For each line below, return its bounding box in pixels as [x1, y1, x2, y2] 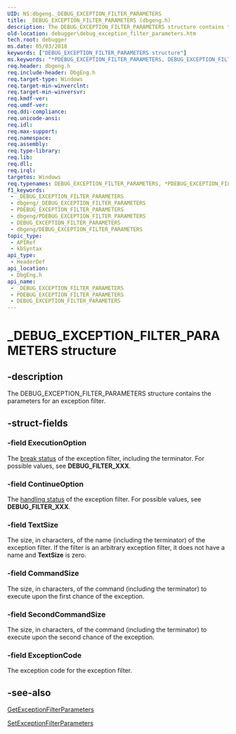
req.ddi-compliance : [7, 108, 68, 115]
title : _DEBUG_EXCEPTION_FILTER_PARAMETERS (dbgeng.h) [7, 17, 171, 24]
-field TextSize [7, 520, 58, 530]
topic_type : [7, 232, 42, 240]
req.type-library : [7, 148, 61, 155]
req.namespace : [7, 134, 52, 141]
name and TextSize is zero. [7, 551, 86, 559]
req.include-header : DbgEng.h [7, 69, 96, 76]
